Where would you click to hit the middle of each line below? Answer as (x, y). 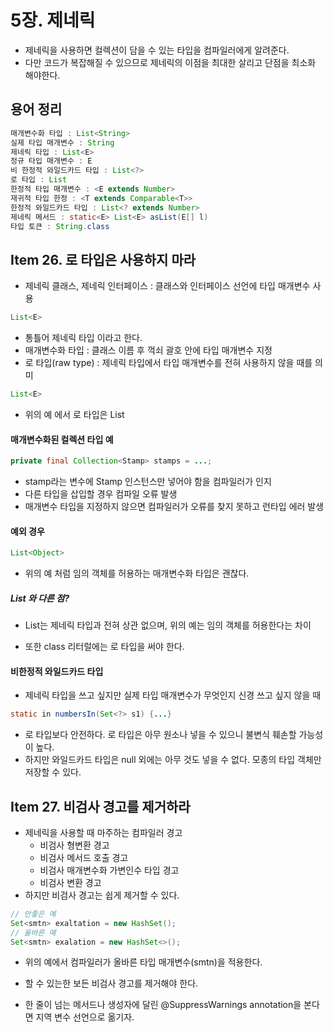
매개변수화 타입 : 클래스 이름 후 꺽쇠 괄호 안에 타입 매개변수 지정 (148, 350)
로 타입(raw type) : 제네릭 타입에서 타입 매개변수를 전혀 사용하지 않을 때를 (168, 363)
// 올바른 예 (33, 932)
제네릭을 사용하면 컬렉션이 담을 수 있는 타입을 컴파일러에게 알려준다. (157, 50)
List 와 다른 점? (40, 598)
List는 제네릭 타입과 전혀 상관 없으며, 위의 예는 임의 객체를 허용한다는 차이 (168, 625)
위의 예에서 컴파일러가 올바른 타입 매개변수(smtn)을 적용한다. (143, 962)
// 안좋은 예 (33, 914)
